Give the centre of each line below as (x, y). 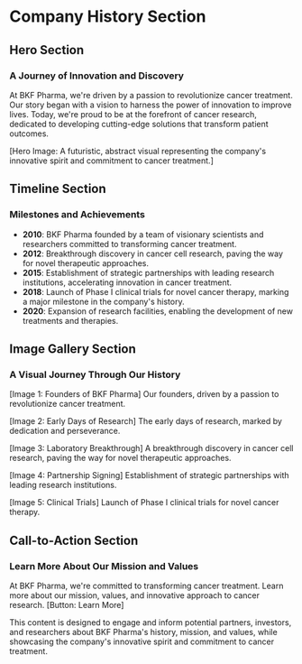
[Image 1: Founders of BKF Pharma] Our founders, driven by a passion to (144, 394)
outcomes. (29, 134)
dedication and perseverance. (65, 431)
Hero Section (47, 50)
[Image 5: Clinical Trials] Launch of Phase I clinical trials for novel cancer (144, 503)
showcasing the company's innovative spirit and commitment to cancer (142, 641)
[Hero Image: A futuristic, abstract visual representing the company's (138, 151)
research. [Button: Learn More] (67, 604)
